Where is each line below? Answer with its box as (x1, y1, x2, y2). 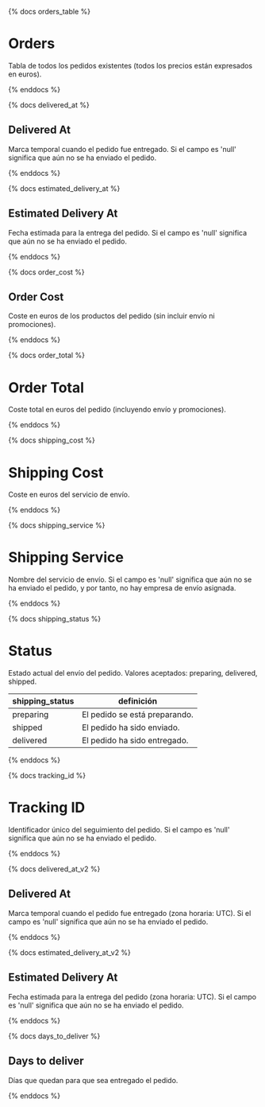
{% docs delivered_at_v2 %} (8, 864, 101, 874)
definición (117, 696, 157, 707)
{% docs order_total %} (8, 350, 86, 361)
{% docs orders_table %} (8, 7, 91, 16)
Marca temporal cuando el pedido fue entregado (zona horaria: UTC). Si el (8, 908, 252, 918)
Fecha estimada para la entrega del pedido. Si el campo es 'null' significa (8, 228, 248, 237)
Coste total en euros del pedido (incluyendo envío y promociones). (8, 405, 226, 415)
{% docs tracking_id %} (8, 771, 86, 781)
